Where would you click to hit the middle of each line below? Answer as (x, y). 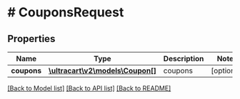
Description (184, 59)
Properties (31, 39)
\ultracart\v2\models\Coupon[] (103, 71)
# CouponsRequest (66, 12)
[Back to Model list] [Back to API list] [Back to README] (89, 88)
